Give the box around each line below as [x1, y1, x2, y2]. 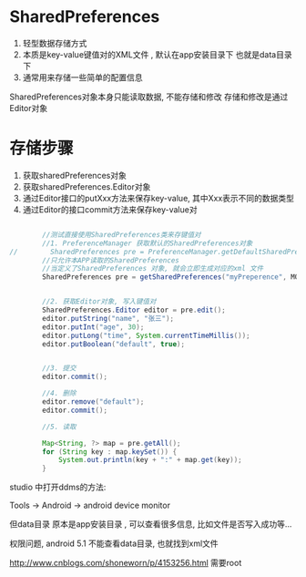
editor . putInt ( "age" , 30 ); [42, 322, 145, 332]
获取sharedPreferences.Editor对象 [22, 180, 151, 192]
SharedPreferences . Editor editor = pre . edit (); [42, 305, 226, 314]
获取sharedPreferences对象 [22, 170, 127, 180]
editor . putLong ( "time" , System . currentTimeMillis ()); [42, 331, 250, 340]
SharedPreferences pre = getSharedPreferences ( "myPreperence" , [42, 273, 287, 282]
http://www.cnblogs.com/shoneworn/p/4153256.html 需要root [9, 558, 242, 569]
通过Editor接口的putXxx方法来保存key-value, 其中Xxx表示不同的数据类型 [22, 192, 294, 203]
